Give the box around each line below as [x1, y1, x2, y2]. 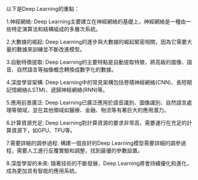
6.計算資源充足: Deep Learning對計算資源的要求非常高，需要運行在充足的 [6, 119, 187, 126]
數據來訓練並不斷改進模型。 [16, 46, 85, 53]
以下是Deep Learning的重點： [6, 5, 80, 12]
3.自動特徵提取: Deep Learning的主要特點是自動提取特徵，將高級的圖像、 [6, 59, 187, 65]
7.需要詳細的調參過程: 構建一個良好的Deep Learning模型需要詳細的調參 [6, 140, 181, 146]
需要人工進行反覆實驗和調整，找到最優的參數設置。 [16, 147, 143, 154]
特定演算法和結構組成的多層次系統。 [11, 26, 101, 32]
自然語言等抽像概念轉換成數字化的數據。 [16, 66, 117, 73]
